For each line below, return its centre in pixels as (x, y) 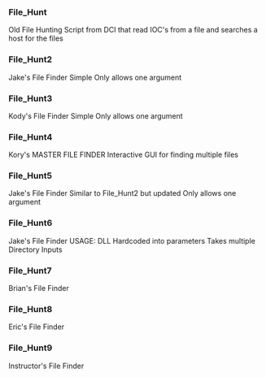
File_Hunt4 (31, 136)
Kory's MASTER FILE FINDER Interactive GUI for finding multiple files (123, 155)
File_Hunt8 (31, 309)
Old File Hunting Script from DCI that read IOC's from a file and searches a (133, 30)
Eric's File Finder (37, 327)
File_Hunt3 (31, 98)
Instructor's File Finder (46, 366)
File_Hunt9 (31, 348)
